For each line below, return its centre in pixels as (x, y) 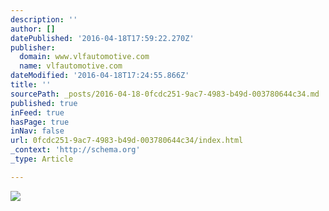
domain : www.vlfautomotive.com (84, 57)
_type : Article (42, 159)
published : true (44, 103)
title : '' (31, 85)
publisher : (33, 47)
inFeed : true (37, 112)
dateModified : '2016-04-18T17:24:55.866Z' (100, 76)
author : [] (33, 29)
